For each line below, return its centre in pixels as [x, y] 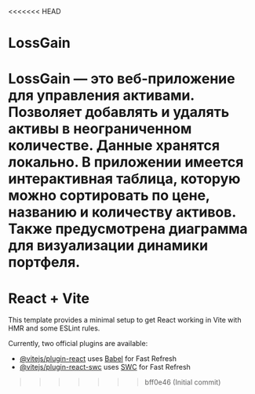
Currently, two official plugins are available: [78, 344]
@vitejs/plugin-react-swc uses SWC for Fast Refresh [105, 367]
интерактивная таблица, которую [124, 179]
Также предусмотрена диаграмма [128, 229]
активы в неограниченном [100, 129]
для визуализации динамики [108, 246]
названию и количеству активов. [122, 212]
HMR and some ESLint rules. [54, 328]
